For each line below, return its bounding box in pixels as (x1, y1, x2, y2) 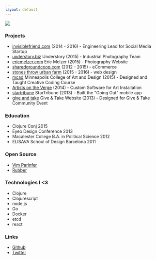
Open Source (5, 151, 37, 158)
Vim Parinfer (12, 162, 37, 168)
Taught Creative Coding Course (12, 79, 76, 85)
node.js (12, 200, 28, 207)
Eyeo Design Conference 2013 (12, 128, 73, 134)
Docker (12, 211, 27, 217)
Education (5, 112, 30, 119)
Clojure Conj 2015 (12, 123, 48, 129)
